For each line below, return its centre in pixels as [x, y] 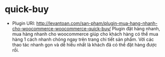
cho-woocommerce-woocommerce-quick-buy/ [61, 28]
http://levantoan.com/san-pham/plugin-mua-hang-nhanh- [97, 23]
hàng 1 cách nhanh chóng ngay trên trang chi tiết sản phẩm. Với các [83, 39]
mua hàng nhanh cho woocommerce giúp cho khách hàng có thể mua [85, 34]
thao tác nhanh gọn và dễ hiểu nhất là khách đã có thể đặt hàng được [85, 44]
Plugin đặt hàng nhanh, [136, 28]
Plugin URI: [24, 23]
